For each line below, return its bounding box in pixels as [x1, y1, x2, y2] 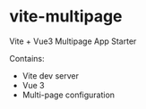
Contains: [9, 53, 45, 63]
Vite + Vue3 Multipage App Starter [9, 36, 137, 46]
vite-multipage [9, 6, 123, 27]
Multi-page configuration [21, 89, 115, 100]
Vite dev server [21, 70, 79, 81]
